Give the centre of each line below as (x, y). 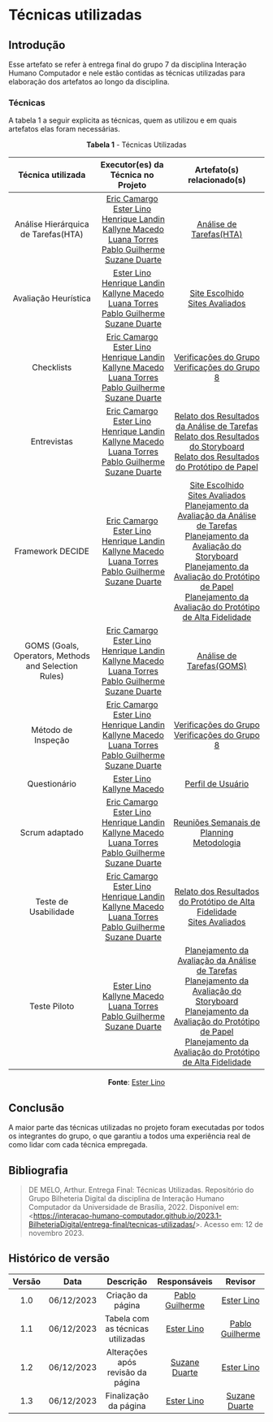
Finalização (127, 1395)
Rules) (52, 676)
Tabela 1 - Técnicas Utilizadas (136, 145)
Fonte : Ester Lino (136, 1082)
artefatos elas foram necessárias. (64, 129)
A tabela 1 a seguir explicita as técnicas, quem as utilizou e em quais (123, 120)
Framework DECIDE (52, 552)
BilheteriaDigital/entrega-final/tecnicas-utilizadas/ (112, 1224)
